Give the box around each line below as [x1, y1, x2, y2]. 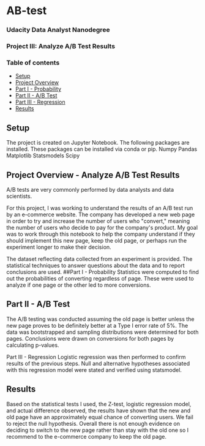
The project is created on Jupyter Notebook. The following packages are [6, 139, 190, 146]
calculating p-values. [6, 341, 59, 349]
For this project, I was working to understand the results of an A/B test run [6, 204, 193, 211]
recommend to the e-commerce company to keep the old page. [6, 433, 167, 440]
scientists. [6, 192, 32, 200]
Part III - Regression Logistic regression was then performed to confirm [6, 353, 186, 360]
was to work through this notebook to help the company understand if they [6, 230, 195, 238]
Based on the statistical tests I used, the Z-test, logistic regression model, [6, 400, 192, 407]
